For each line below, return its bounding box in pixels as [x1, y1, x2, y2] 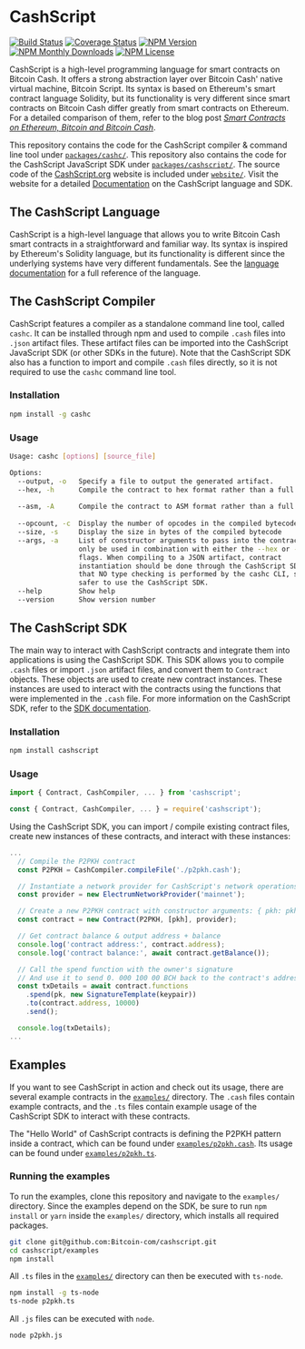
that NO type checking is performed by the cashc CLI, [78, 570, 290, 579]
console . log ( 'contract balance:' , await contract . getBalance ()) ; [17, 948, 271, 958]
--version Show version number [17, 595, 156, 604]
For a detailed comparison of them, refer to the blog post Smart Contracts [9, 112, 286, 123]
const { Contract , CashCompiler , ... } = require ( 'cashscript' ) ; [9, 805, 261, 814]
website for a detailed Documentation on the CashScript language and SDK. [9, 177, 293, 188]
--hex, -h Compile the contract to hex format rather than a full [17, 485, 295, 494]
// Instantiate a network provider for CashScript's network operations [17, 881, 299, 891]
